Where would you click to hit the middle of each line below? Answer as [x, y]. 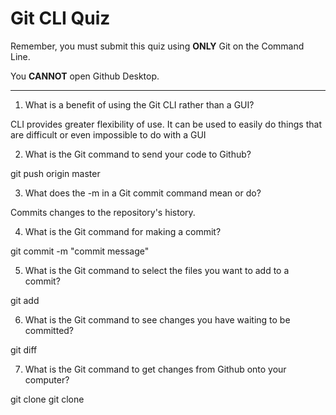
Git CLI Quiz [60, 18]
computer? [47, 379]
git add [25, 300]
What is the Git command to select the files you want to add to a [157, 270]
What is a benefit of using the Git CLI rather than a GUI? [139, 104]
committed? [49, 330]
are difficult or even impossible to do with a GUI [108, 134]
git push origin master [55, 173]
